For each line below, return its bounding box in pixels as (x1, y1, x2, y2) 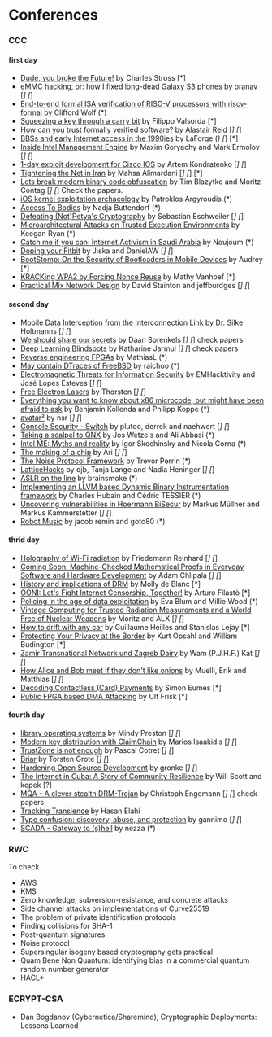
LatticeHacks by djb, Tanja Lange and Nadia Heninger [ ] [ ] (19, 464, 215, 474)
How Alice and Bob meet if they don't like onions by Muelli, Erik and (19, 665, 247, 675)
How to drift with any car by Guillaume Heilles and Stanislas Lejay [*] (19, 622, 250, 632)
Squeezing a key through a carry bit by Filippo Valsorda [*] (19, 116, 217, 126)
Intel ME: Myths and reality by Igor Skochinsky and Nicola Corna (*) (19, 438, 247, 448)
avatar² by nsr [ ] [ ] (19, 413, 83, 422)
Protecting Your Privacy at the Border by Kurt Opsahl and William (19, 631, 238, 641)
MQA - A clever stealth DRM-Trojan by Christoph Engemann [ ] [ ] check (19, 788, 258, 799)
